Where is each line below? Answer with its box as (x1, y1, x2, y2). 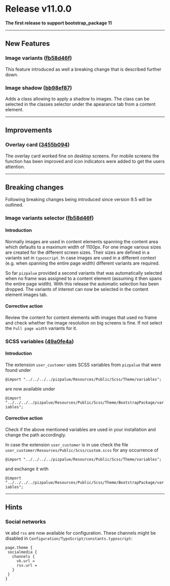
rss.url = (16, 563, 37, 568)
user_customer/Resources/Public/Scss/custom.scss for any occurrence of (5, 447, 158, 453)
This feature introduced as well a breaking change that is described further (5, 66, 162, 72)
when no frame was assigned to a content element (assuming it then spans (5, 275, 162, 281)
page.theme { (5, 545, 33, 550)
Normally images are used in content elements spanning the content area (5, 238, 158, 244)
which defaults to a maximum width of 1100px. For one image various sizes (5, 244, 161, 250)
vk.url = (16, 558, 35, 564)
